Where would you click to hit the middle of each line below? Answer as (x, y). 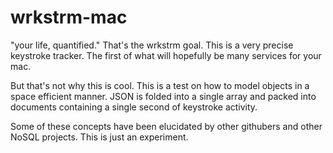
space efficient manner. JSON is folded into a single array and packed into (163, 96)
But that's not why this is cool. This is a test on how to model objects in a (160, 85)
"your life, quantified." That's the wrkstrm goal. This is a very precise (152, 45)
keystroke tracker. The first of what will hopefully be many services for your (166, 55)
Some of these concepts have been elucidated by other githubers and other (166, 126)
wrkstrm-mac (69, 17)
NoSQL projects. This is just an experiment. (99, 137)
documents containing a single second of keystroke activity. (134, 107)
